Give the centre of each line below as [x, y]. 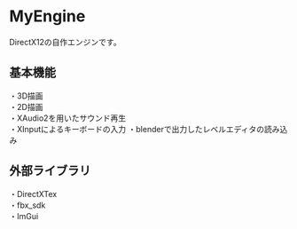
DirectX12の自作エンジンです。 [65, 42]
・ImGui [24, 216]
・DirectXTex [33, 193]
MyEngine [47, 16]
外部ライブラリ [50, 171]
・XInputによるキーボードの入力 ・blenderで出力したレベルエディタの [137, 129]
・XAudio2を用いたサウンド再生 [68, 118]
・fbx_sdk [27, 205]
